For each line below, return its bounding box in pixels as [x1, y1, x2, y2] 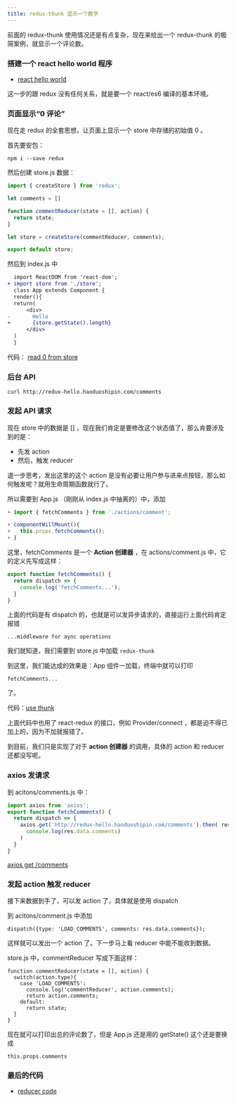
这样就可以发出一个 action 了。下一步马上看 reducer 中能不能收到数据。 [7, 939, 215, 947]
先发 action [17, 447, 51, 456]
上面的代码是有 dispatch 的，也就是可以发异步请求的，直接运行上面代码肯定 [7, 610, 227, 619]
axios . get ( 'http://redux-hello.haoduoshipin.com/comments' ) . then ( [20, 821, 218, 828]
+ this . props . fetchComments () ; [7, 528, 105, 535]
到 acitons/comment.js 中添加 [7, 911, 93, 920]
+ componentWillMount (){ [7, 521, 80, 528]
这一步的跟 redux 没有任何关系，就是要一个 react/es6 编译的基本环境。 [7, 89, 213, 98]
